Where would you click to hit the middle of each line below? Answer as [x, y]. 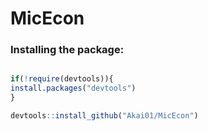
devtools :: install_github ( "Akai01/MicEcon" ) [104, 116]
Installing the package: [67, 50]
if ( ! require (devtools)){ [62, 79]
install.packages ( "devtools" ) [73, 88]
